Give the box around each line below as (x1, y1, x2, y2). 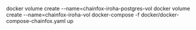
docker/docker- (141, 11, 179, 18)
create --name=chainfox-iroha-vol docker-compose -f (6, 11, 140, 18)
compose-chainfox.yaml (6, 18, 66, 24)
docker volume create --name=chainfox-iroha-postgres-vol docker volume (6, 5, 191, 12)
